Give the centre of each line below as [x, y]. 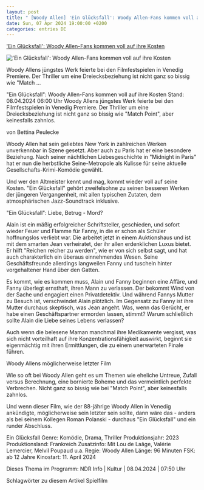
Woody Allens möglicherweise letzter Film [59, 363]
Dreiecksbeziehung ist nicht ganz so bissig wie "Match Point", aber [90, 114]
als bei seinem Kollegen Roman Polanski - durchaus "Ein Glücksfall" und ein [101, 419]
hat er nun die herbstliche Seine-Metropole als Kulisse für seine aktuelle [97, 163]
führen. [15, 352]
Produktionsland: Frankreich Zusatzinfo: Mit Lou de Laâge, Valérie [89, 444]
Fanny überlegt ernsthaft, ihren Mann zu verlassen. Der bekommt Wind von [100, 288]
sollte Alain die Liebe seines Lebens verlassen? [65, 321]
